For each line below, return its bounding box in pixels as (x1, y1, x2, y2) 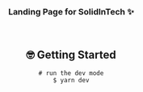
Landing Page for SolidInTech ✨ (7, 6, 135, 17)
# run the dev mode (38, 69, 104, 77)
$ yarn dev (53, 77, 90, 85)
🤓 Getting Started (26, 48, 116, 61)
